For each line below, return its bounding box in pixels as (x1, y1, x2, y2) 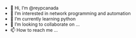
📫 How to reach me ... (10, 27, 58, 33)
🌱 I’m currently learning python (10, 16, 76, 22)
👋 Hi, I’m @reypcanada (10, 5, 59, 11)
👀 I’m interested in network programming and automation (10, 10, 131, 16)
